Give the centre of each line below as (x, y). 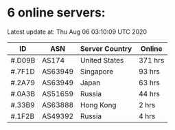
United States (102, 60)
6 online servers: (56, 13)
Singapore (97, 72)
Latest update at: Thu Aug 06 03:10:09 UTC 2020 (77, 32)
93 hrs (149, 72)
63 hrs (149, 83)
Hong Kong (98, 105)
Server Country (106, 48)
